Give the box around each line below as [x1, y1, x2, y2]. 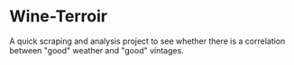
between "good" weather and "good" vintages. [9, 45, 185, 55]
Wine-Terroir [9, 6, 108, 27]
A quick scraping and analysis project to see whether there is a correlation [9, 36, 286, 46]
